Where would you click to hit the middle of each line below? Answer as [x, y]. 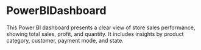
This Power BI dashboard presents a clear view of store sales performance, [101, 27]
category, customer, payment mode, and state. [65, 40]
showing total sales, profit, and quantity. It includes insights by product [95, 34]
